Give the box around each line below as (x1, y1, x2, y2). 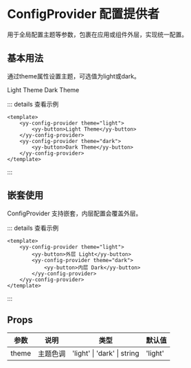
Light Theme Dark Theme (7, 85, 80, 94)
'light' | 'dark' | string (71, 349, 139, 358)
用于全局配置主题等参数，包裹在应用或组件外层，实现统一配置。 (7, 30, 188, 39)
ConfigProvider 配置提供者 (7, 6, 160, 22)
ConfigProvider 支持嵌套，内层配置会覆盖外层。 (7, 209, 142, 217)
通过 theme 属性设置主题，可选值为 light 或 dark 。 (7, 72, 141, 80)
